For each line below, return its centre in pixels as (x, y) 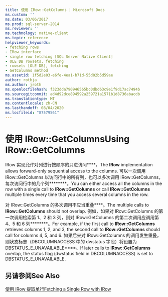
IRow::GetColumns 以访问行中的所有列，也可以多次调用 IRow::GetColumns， (84, 177)
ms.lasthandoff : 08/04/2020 (35, 108)
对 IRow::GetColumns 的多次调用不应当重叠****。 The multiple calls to (77, 205)
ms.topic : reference (27, 38)
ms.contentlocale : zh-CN (31, 104)
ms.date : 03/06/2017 (27, 19)
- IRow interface (23, 52)
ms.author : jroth (23, 84)
